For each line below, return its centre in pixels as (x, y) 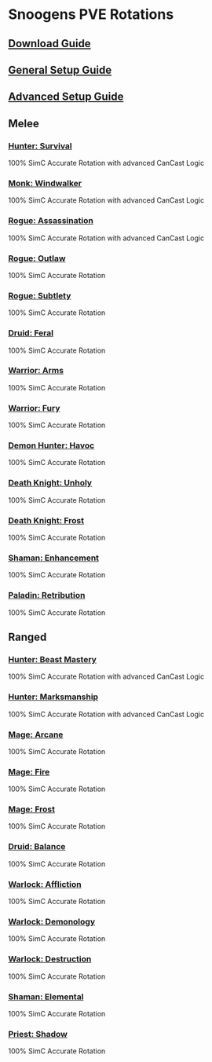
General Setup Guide (60, 70)
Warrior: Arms (36, 371)
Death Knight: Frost (46, 520)
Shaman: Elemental (46, 997)
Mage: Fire (29, 771)
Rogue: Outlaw (37, 258)
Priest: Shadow (38, 1034)
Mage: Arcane (36, 734)
